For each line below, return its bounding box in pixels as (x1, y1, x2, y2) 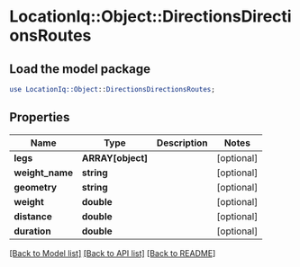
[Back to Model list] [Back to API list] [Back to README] (9, 247, 216, 258)
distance (14, 209, 52, 222)
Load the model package (9, 61, 151, 76)
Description (156, 137, 209, 149)
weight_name (14, 166, 74, 179)
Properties (9, 110, 70, 125)
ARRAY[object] (81, 151, 149, 164)
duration (14, 225, 51, 237)
